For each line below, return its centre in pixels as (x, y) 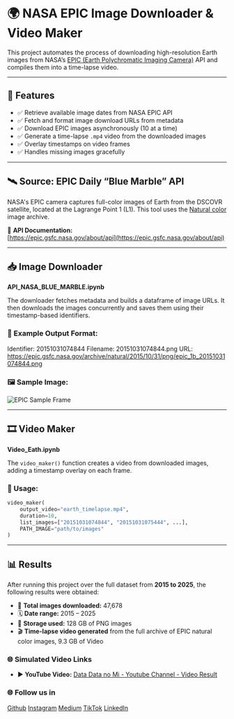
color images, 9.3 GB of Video (60, 642)
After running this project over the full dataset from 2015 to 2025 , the (107, 585)
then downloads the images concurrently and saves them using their (106, 308)
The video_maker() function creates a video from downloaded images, (108, 463)
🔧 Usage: (23, 488)
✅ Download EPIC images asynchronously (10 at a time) (97, 128)
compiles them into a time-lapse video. (63, 67)
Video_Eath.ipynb (34, 449)
